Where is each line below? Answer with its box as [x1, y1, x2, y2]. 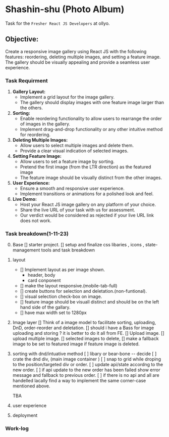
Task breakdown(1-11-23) [5, 230, 69, 237]
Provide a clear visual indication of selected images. [20, 148, 129, 154]
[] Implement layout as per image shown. [20, 267, 105, 273]
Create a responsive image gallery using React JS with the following [5, 48, 147, 54]
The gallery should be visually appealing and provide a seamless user [5, 59, 150, 65]
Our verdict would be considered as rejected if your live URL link [20, 212, 154, 219]
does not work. [20, 217, 52, 224]
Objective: [5, 35, 39, 43]
